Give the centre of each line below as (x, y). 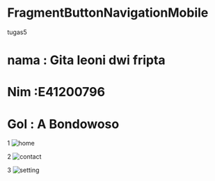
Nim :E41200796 (56, 92)
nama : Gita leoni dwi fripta (86, 60)
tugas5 (17, 32)
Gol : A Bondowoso (63, 124)
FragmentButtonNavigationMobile (108, 13)
